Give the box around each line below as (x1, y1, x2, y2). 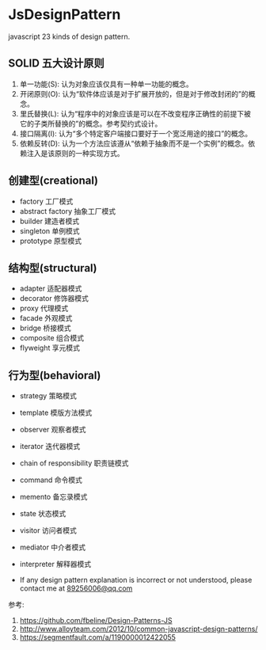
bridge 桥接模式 (19, 323, 71, 333)
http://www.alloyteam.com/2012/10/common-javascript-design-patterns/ (19, 624, 258, 634)
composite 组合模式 (19, 333, 85, 343)
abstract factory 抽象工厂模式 (19, 206, 116, 215)
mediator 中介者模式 (19, 542, 86, 552)
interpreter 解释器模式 (19, 560, 92, 569)
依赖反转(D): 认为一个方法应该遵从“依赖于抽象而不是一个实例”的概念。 (19, 139, 249, 148)
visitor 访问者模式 (19, 526, 77, 535)
